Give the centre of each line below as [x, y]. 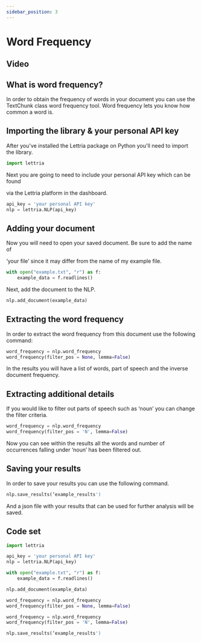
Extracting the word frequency [65, 319]
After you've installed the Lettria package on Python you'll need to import [97, 145]
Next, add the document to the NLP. [51, 290]
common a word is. [30, 112]
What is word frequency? [55, 84]
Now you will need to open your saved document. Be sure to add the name [99, 243]
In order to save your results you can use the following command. [88, 483]
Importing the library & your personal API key [93, 131]
